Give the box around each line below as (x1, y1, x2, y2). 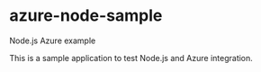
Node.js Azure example (9, 35, 96, 46)
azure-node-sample (9, 5, 163, 26)
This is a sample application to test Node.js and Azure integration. (9, 52, 254, 63)
